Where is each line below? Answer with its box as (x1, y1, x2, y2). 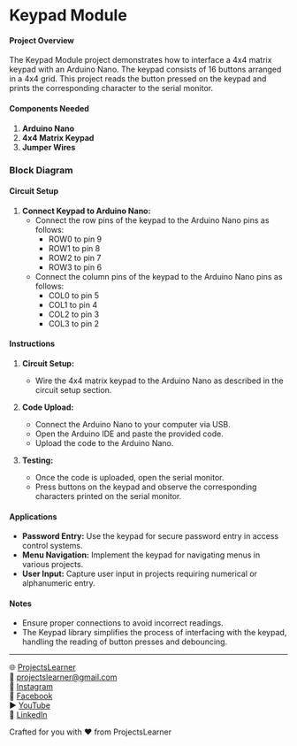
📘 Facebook (9, 691, 53, 702)
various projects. (21, 559, 84, 570)
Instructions (9, 338, 56, 350)
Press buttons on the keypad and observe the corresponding (34, 481, 257, 492)
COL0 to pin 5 (48, 289, 100, 301)
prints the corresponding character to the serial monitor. (9, 83, 214, 94)
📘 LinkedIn (9, 710, 48, 720)
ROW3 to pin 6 (48, 262, 103, 273)
